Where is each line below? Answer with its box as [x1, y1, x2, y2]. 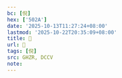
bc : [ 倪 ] [7, 9, 31, 17]
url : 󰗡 [7, 41, 26, 48]
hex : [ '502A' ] [7, 16, 48, 23]
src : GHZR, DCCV [7, 54, 53, 61]
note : [7, 60, 22, 67]
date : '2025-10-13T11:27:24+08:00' [7, 22, 108, 29]
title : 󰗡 [7, 35, 32, 42]
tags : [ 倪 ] [7, 48, 37, 55]
